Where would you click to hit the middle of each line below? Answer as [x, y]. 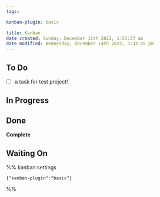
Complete [19, 135]
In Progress [27, 101]
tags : [13, 11]
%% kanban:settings [31, 168]
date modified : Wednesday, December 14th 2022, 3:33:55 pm [80, 44]
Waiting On [27, 153]
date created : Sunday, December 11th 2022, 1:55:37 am [75, 38]
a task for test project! [41, 81]
